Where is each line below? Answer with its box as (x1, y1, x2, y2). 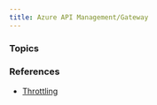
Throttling (21, 86, 59, 96)
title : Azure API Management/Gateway (9, 12, 149, 22)
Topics (9, 41, 40, 54)
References (9, 65, 60, 78)
